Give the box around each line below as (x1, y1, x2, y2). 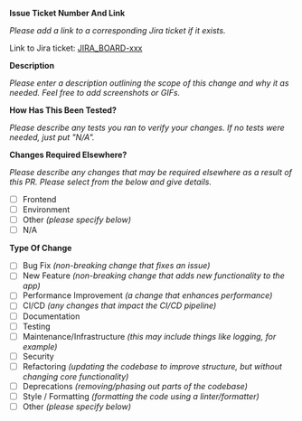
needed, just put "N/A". (9, 132, 95, 143)
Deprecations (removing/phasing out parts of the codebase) (22, 380, 249, 391)
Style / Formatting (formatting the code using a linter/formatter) (22, 390, 260, 401)
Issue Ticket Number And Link (9, 8, 126, 18)
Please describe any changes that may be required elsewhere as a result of (9, 167, 292, 177)
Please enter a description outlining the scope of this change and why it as (9, 78, 289, 89)
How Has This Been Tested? (9, 105, 118, 116)
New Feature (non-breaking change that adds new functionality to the (22, 270, 285, 281)
